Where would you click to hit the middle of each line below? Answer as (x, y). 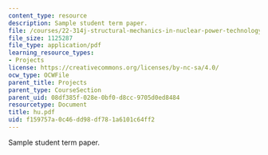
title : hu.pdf (32, 113)
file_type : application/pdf (55, 46)
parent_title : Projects (48, 82)
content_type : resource (48, 16)
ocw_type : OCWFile (39, 75)
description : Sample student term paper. (78, 23)
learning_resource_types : (51, 53)
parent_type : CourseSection (55, 90)
